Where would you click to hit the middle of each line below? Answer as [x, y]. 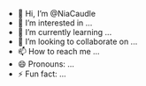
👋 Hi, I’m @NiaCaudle [56, 14]
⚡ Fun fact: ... [42, 74]
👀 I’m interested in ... [55, 23]
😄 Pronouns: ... [46, 64]
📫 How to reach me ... [58, 51]
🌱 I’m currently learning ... [65, 32]
